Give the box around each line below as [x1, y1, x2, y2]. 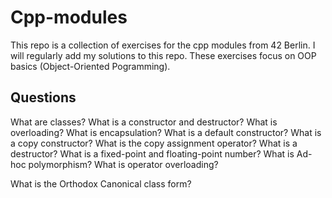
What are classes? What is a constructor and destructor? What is [10, 116, 278, 128]
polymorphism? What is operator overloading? [28, 158, 219, 170]
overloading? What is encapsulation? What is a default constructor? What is [10, 126, 322, 138]
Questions [10, 89, 77, 106]
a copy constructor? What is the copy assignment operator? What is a [10, 137, 298, 149]
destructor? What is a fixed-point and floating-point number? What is [10, 147, 295, 160]
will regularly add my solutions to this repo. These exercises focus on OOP [10, 49, 317, 61]
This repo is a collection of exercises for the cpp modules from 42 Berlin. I [10, 39, 316, 51]
